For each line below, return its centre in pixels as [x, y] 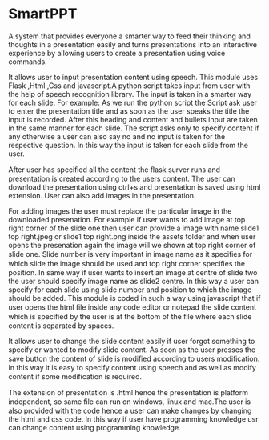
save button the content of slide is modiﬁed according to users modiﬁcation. [134, 358]
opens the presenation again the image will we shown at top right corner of [132, 245]
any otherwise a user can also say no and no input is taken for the [117, 136]
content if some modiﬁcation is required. [75, 376]
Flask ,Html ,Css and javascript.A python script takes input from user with [129, 86]
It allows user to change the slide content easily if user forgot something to [132, 341]
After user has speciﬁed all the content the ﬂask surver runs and [114, 170]
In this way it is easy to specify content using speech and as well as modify [132, 367]
